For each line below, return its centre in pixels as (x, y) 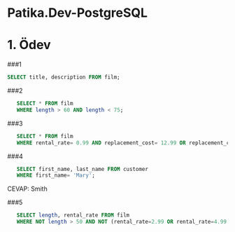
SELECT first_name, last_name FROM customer (83, 169)
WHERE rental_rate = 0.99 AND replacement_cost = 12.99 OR (101, 143)
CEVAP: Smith (27, 189)
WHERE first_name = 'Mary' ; (56, 176)
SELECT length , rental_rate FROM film (73, 215)
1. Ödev (29, 45)
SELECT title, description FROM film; (64, 77)
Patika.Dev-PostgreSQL (78, 13)
